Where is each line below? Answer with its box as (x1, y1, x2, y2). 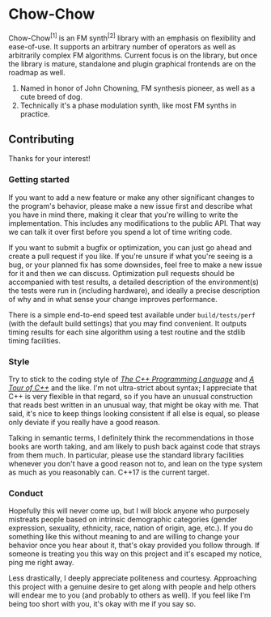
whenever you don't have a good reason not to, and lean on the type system (8, 459, 263, 468)
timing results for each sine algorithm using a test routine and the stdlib (8, 327, 246, 337)
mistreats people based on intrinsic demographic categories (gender (8, 515, 238, 525)
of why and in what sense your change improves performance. (8, 294, 218, 304)
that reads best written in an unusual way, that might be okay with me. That (8, 400, 259, 410)
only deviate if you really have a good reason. (8, 418, 160, 427)
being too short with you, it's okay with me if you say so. (8, 599, 197, 609)
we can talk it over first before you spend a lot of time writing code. (8, 227, 233, 236)
